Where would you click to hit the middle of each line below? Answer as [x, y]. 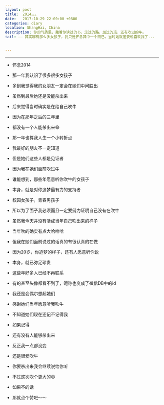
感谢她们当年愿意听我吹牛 [38, 304]
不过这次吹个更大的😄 [34, 377]
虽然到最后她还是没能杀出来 [40, 96]
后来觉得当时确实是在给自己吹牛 [44, 106]
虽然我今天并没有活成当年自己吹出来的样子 [55, 221]
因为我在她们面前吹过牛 [36, 169]
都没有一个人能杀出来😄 [36, 127]
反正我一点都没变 [29, 345]
